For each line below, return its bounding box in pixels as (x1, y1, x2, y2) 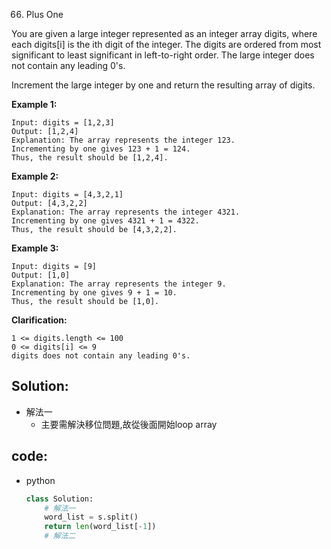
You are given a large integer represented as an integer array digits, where (11, 28, 318, 39)
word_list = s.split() (44, 512, 139, 523)
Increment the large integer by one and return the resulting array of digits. (11, 79, 316, 91)
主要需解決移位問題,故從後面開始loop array (40, 418, 218, 430)
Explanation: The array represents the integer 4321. (11, 207, 241, 217)
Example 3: (11, 242, 59, 254)
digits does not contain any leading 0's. (11, 351, 191, 361)
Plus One (25, 9, 64, 20)
